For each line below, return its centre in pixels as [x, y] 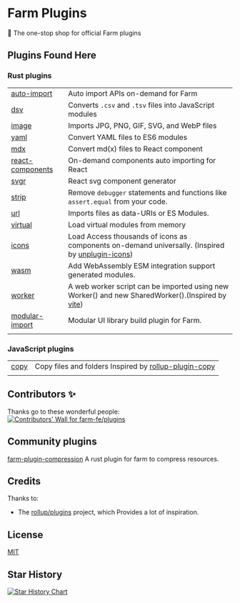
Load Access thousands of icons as [127, 236]
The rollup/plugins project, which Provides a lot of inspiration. [108, 512]
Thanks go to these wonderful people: [64, 412]
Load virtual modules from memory [127, 224]
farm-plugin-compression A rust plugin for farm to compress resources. [113, 459]
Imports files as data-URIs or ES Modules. [138, 213]
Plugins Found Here [52, 55]
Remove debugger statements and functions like [147, 192]
